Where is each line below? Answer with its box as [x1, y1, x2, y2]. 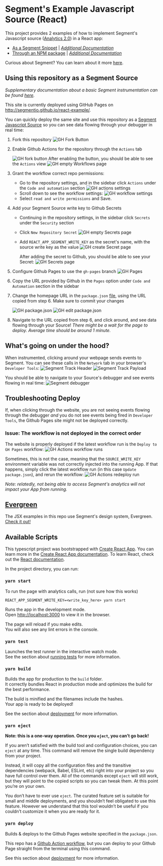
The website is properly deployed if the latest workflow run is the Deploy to [5, 441, 157, 447]
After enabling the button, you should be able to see [48, 155, 153, 161]
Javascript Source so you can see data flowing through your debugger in [5, 121, 153, 127]
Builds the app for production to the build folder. [5, 676, 103, 682]
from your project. [5, 753, 42, 759]
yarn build [5, 666, 31, 672]
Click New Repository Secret [19, 229, 77, 235]
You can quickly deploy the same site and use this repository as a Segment [5, 117, 157, 122]
